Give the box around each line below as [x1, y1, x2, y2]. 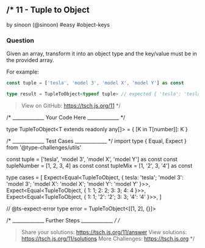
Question [6, 36, 35, 44]
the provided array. [6, 57, 54, 64]
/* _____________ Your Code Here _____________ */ [6, 114, 126, 121]
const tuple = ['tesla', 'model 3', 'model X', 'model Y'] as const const [6, 155, 178, 163]
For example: [6, 68, 40, 75]
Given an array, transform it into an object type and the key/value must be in [6, 50, 197, 57]
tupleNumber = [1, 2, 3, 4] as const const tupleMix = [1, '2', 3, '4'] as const [6, 162, 193, 169]
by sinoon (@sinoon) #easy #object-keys [6, 21, 110, 28]
